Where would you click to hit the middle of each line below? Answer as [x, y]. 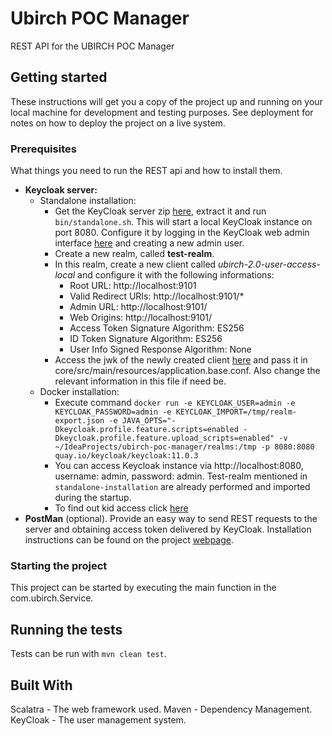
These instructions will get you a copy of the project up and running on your [166, 101]
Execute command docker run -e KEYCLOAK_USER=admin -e [175, 403]
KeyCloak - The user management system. [98, 719]
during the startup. [93, 498]
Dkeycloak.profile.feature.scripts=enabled [146, 430]
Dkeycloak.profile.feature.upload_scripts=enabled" [164, 438]
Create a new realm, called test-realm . [134, 254]
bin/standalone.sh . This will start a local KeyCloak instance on [183, 222]
